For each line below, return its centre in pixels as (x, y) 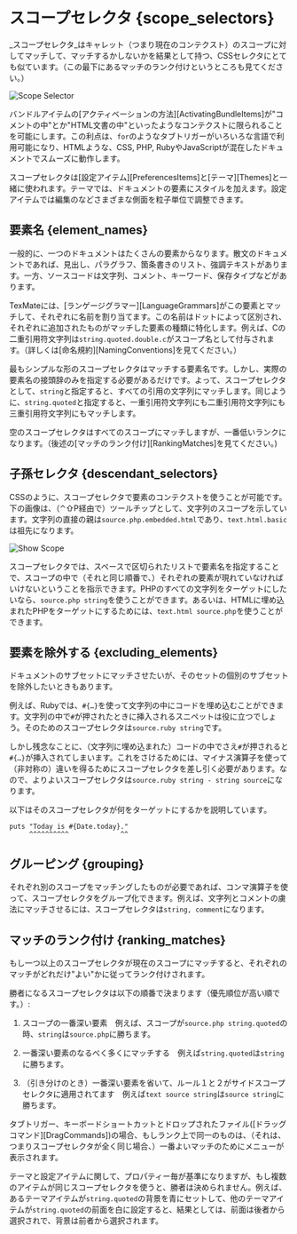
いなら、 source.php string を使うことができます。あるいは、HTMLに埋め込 (147, 600)
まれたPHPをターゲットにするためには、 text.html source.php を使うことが (146, 610)
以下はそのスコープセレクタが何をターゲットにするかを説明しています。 (141, 810)
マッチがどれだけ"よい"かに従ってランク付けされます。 (109, 974)
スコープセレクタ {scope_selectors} (142, 18)
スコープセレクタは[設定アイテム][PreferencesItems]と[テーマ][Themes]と (145, 177)
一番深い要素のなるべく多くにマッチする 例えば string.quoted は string (153, 1053)
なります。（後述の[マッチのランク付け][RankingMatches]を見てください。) (143, 443)
